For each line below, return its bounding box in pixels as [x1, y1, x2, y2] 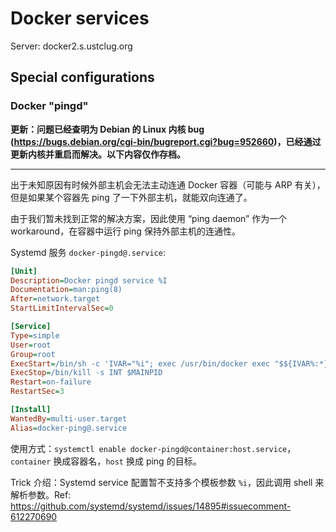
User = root [10, 340, 52, 350]
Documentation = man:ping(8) [10, 285, 123, 295]
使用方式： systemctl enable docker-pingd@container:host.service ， [10, 442, 297, 454]
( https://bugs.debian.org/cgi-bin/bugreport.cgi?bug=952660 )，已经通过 [10, 135, 322, 147]
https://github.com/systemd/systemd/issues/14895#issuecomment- [10, 500, 292, 512]
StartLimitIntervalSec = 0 [10, 303, 114, 314]
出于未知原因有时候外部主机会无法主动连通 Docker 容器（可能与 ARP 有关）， [10, 178, 326, 191]
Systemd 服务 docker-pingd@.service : [10, 246, 166, 258]
